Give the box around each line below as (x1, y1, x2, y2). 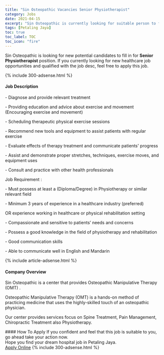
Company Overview (5, 269, 46, 275)
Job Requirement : (5, 176, 42, 182)
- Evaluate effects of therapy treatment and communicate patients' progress (5, 142, 158, 148)
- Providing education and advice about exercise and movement (5, 104, 134, 110)
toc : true (5, 30, 25, 35)
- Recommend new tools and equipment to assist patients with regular (5, 128, 146, 134)
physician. (5, 305, 26, 311)
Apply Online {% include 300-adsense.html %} (5, 345, 100, 351)
